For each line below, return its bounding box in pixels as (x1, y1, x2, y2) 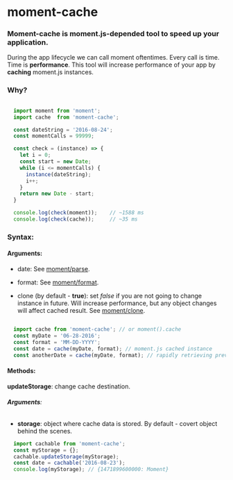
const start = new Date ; (19, 158, 92, 165)
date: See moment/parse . (17, 265, 90, 273)
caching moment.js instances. (7, 68, 94, 76)
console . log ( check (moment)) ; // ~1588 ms (13, 209, 144, 216)
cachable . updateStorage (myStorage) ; (13, 453, 119, 460)
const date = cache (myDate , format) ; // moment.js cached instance (13, 345, 213, 352)
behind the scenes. (17, 427, 73, 435)
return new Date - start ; (19, 190, 95, 198)
